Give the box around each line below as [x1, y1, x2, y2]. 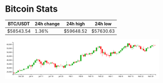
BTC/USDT [8, 21, 30, 27]
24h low [94, 21, 112, 27]
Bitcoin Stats [5, 3, 58, 15]
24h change [35, 21, 60, 27]
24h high [66, 21, 85, 27]
